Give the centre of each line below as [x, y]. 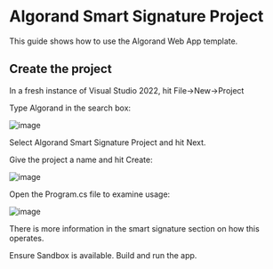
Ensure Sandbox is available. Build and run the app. [103, 255]
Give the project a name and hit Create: [81, 159]
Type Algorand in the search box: [70, 108]
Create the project [61, 69]
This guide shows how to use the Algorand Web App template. [124, 41]
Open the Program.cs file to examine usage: [90, 194]
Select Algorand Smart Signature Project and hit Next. [108, 142]
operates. [27, 238]
